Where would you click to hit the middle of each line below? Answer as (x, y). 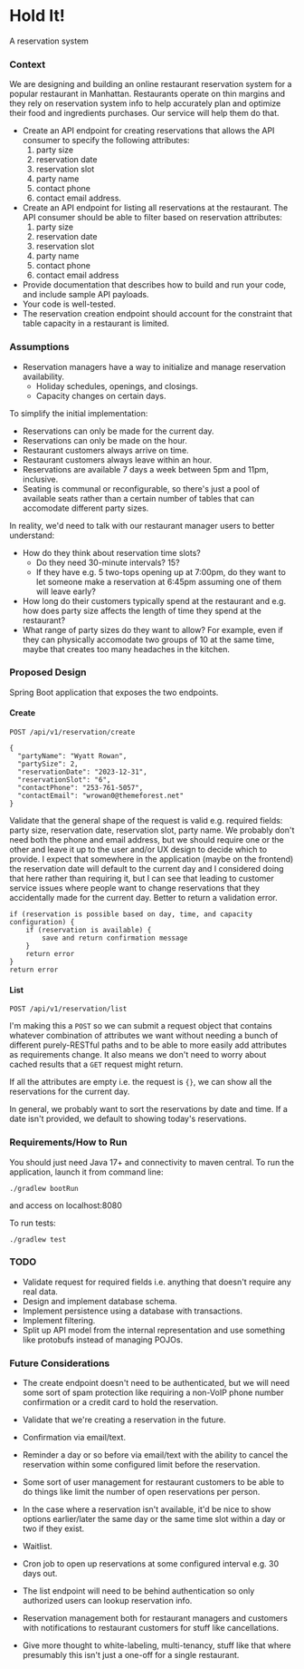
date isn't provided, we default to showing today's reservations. (128, 1119)
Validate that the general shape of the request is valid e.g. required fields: (146, 821)
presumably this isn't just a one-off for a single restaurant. (131, 1655)
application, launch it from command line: (86, 1172)
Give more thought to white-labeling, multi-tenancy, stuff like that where (157, 1645)
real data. (40, 1291)
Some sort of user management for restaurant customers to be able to (153, 1482)
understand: (32, 535)
